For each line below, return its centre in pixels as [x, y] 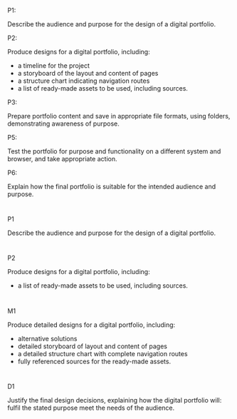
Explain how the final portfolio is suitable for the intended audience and [112, 186]
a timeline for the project [54, 66]
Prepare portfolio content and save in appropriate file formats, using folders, [119, 116]
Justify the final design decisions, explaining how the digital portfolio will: [115, 400]
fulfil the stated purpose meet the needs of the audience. [91, 408]
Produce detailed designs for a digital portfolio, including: [91, 325]
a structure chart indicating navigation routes [84, 81]
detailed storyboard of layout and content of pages [92, 346]
